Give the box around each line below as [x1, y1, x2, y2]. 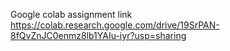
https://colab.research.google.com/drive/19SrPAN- [10, 19, 220, 31]
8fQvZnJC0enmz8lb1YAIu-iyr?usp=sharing [10, 30, 187, 41]
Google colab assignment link [10, 9, 133, 20]
